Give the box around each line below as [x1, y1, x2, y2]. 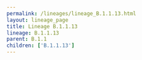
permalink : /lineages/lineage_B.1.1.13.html [6, 10, 136, 17]
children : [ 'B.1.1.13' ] [6, 42, 75, 49]
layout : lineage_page [6, 17, 69, 23]
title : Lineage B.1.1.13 [6, 23, 78, 30]
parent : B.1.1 [6, 36, 48, 43]
